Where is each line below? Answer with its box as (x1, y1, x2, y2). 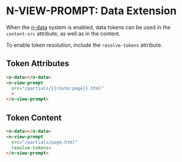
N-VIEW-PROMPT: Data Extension (6, 4, 177, 18)
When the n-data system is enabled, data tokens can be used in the (6, 24, 171, 31)
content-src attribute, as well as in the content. (6, 30, 121, 37)
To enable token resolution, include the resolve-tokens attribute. (6, 41, 162, 48)
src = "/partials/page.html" (11, 139, 78, 145)
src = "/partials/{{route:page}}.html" (11, 85, 105, 91)
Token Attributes (6, 59, 70, 69)
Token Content (6, 112, 62, 122)
